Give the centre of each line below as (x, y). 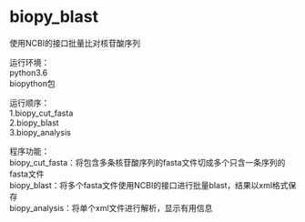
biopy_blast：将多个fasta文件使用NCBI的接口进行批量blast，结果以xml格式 (149, 185)
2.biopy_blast (34, 122)
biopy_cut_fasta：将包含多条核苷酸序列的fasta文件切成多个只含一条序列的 (147, 162)
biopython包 (33, 83)
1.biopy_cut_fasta (41, 113)
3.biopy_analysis (40, 132)
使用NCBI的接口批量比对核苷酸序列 (75, 43)
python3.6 (29, 72)
